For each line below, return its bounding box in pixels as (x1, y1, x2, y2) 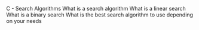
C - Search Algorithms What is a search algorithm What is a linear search (6, 5, 186, 12)
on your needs (6, 18, 42, 24)
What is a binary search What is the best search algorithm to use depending (6, 11, 193, 18)
